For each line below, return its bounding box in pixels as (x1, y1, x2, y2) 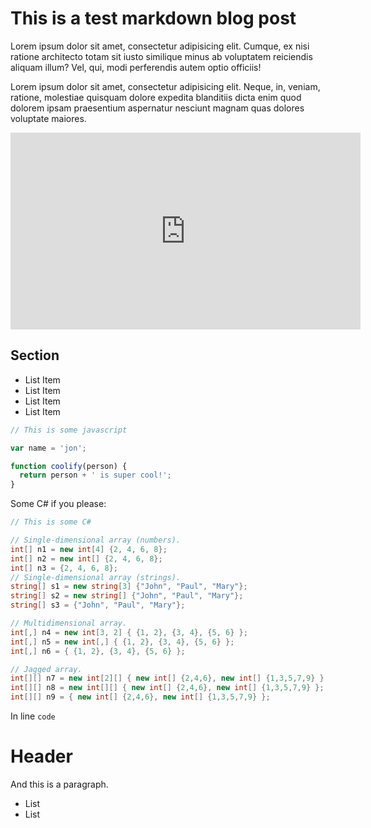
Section (10, 347, 60, 364)
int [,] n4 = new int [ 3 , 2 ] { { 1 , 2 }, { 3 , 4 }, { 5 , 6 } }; (10, 627, 248, 637)
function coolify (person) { (10, 461, 128, 471)
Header (10, 745, 73, 768)
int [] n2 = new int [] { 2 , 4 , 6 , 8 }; (10, 553, 163, 564)
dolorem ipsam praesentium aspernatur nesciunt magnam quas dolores (10, 102, 305, 114)
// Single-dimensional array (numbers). (10, 535, 182, 545)
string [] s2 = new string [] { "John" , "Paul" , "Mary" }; (10, 591, 244, 601)
